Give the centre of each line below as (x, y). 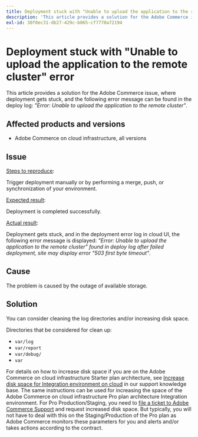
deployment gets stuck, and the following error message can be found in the (99, 99)
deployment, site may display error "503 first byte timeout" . (79, 253)
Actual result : (22, 223)
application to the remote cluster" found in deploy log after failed (85, 246)
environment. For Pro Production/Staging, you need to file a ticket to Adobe (98, 403)
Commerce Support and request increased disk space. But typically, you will (99, 409)
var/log (24, 342)
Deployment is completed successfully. (54, 211)
